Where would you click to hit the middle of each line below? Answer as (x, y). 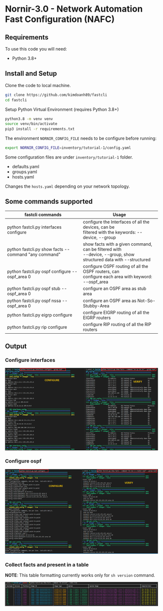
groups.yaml (24, 172)
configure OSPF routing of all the (116, 267)
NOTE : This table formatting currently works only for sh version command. (80, 575)
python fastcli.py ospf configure (39, 271)
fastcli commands (43, 215)
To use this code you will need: (36, 49)
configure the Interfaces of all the (116, 222)
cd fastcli (16, 100)
